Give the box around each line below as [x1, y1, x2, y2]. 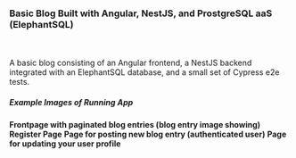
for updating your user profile [9, 138, 121, 149]
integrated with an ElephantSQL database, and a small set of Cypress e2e [9, 67, 280, 78]
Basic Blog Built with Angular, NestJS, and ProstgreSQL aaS [9, 7, 273, 20]
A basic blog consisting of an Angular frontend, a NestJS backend [9, 57, 252, 69]
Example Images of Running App [9, 96, 134, 107]
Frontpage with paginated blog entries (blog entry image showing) [9, 120, 261, 130]
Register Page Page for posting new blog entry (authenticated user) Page [9, 129, 287, 140]
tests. [9, 77, 29, 87]
